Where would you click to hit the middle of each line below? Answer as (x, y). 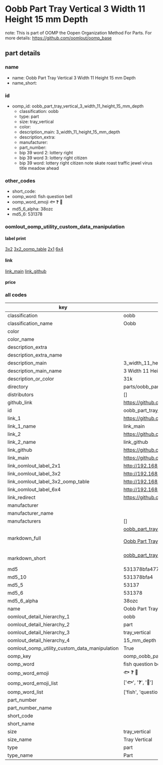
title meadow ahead (39, 168)
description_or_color (31, 379)
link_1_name (22, 426)
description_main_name (35, 371)
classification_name (30, 324)
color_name (21, 339)
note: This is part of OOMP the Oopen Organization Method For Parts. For (78, 33)
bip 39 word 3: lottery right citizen (53, 158)
